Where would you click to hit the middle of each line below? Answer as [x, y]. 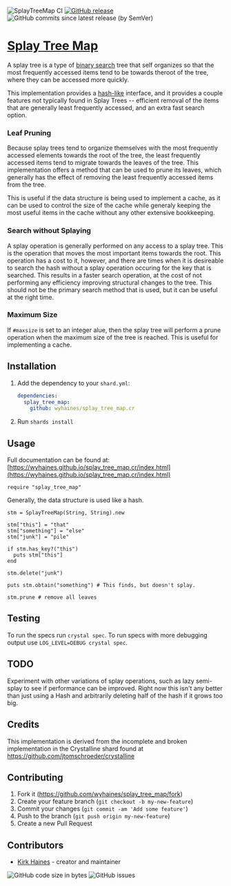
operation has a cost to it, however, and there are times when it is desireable [115, 260]
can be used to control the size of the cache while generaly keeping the [109, 205]
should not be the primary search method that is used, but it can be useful [112, 289]
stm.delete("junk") [35, 573]
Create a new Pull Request [55, 824]
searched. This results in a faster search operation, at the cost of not [104, 275]
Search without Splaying [49, 231]
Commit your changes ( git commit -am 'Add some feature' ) [102, 809]
